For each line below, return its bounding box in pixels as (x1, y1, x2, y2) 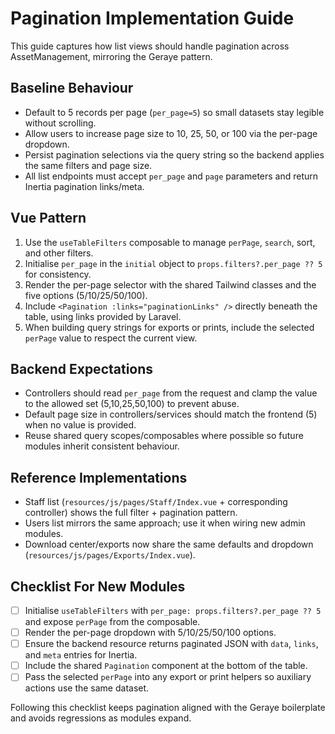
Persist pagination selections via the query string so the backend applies (24, 148, 325, 161)
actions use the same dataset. (24, 682, 150, 694)
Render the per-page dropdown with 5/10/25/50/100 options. (24, 627, 277, 639)
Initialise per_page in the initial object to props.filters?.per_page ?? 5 (24, 257, 323, 269)
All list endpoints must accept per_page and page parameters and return (24, 170, 319, 182)
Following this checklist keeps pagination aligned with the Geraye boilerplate (10, 702, 326, 714)
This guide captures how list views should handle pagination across (10, 40, 290, 52)
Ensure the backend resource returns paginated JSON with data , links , (24, 638, 319, 650)
